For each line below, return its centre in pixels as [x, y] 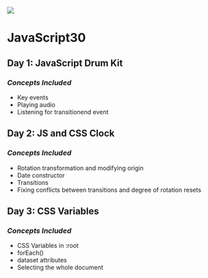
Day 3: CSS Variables [53, 211]
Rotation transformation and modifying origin [80, 168]
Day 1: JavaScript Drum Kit [65, 63]
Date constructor [41, 175]
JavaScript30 [47, 38]
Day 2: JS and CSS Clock [61, 134]
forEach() [30, 253]
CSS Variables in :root [48, 246]
